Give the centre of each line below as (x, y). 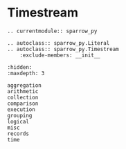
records (18, 133)
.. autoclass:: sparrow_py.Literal (58, 43)
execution (21, 109)
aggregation (24, 85)
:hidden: (20, 67)
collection (23, 97)
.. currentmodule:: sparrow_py (52, 31)
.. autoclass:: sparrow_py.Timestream (63, 49)
